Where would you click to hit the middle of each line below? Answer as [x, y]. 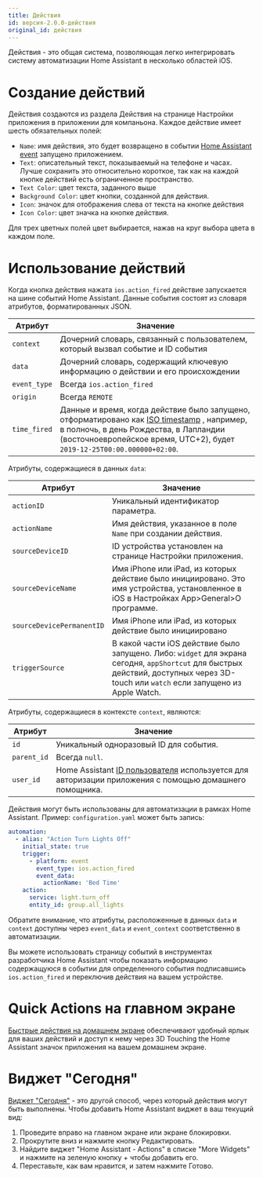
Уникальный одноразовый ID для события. [137, 744]
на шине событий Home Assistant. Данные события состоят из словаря [128, 298]
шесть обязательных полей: [55, 131]
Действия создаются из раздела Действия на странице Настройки [121, 114]
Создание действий [77, 92]
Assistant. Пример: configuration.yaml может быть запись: [106, 818]
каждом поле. [32, 236]
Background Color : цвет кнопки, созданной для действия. [114, 196]
